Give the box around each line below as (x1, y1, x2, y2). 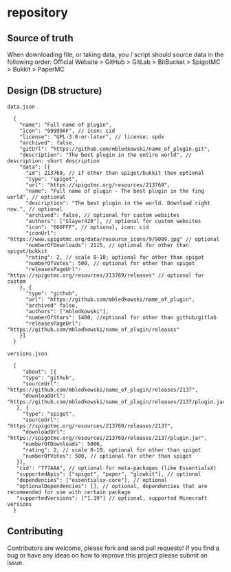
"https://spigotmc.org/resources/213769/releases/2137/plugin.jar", (7, 434, 208, 441)
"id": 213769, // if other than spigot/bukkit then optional (25, 169, 205, 176)
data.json (7, 103, 36, 110)
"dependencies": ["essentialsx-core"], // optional (16, 476, 168, 483)
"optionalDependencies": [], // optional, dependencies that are (16, 483, 208, 489)
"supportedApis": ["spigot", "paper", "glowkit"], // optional (16, 470, 201, 478)
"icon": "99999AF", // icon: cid (19, 127, 115, 134)
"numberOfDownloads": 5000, (22, 441, 103, 447)
